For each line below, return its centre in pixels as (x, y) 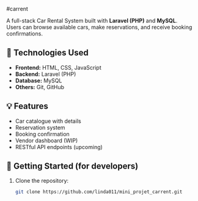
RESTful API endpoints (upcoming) (59, 147)
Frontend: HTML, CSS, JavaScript (58, 67)
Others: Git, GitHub (40, 87)
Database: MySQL (38, 80)
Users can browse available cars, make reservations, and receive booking (99, 27)
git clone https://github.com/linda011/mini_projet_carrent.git (99, 192)
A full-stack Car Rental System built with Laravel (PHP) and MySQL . (92, 20)
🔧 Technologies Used (47, 53)
